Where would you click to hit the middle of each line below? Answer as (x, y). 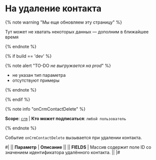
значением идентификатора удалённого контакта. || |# (63, 152)
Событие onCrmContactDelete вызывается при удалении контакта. (74, 137)
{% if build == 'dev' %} (28, 56)
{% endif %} (18, 99)
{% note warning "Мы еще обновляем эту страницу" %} (63, 22)
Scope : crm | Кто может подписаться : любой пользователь (66, 118)
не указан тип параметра (39, 75)
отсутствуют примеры (36, 80)
